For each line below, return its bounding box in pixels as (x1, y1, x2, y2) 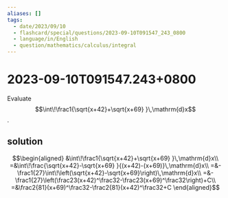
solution (7, 135, 43, 148)
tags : (7, 16, 23, 23)
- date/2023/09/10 (13, 23, 67, 30)
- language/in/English (13, 36, 78, 43)
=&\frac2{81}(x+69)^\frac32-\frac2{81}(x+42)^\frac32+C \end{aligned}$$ (11, 183, 220, 191)
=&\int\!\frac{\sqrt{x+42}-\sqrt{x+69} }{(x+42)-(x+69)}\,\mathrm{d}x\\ (9, 161, 209, 169)
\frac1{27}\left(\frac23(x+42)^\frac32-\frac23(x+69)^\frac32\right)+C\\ (14, 176, 216, 184)
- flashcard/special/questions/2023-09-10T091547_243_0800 (13, 29, 186, 36)
